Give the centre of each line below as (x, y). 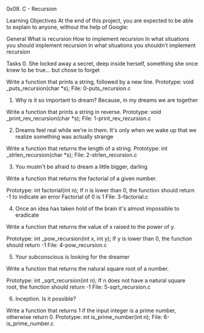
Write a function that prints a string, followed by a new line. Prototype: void (100, 82)
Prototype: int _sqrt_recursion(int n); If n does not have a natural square (96, 280)
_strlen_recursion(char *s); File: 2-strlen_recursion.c (72, 155)
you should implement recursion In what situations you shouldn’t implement (101, 45)
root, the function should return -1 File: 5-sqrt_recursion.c (79, 287)
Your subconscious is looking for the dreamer (72, 257)
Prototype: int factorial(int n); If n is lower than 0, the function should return (100, 190)
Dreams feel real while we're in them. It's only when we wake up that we (106, 130)
